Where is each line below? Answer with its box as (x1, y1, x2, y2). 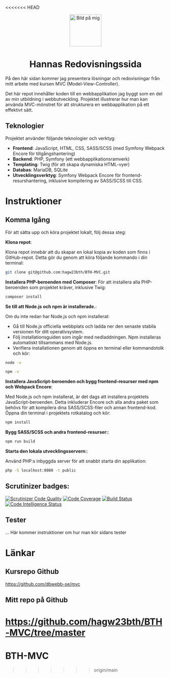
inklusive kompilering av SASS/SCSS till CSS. (48, 177, 143, 184)
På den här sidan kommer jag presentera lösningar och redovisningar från (5, 75, 160, 81)
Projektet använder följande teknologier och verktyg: (5, 135, 116, 141)
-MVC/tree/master (5, 627, 86, 639)
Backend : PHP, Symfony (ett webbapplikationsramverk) (12, 155, 130, 162)
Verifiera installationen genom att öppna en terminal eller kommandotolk (12, 345, 164, 351)
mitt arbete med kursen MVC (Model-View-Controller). (5, 81, 120, 87)
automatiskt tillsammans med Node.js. (12, 339, 93, 346)
